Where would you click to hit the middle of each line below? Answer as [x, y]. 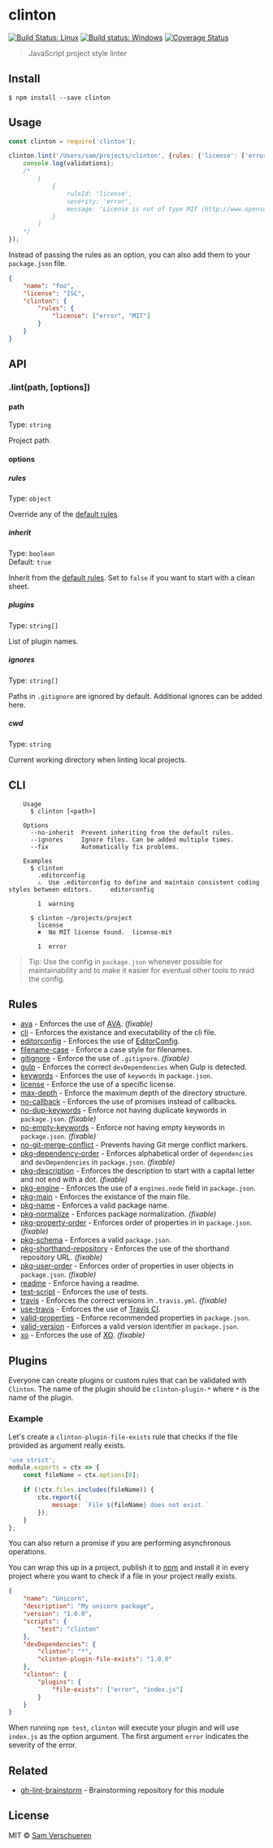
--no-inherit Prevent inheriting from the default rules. [132, 832]
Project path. [30, 440]
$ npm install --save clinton [60, 98]
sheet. [19, 586]
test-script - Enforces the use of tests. [84, 1292]
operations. [28, 1552]
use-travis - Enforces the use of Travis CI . [90, 1309]
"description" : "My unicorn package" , [89, 1606]
